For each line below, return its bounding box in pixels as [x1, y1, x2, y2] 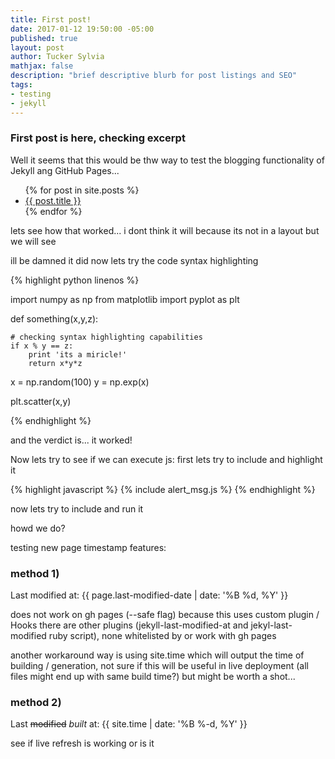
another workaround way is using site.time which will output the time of [10, 649, 305, 661]
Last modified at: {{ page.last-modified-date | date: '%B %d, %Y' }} [10, 589, 289, 601]
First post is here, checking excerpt [10, 131, 186, 145]
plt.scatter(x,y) [10, 395, 72, 407]
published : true [10, 33, 78, 43]
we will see [10, 235, 57, 247]
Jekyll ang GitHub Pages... [10, 164, 120, 176]
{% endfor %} [24, 205, 83, 217]
